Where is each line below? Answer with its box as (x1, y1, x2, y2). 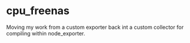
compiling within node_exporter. (6, 29, 86, 37)
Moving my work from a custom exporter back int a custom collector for (6, 24, 184, 31)
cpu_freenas (6, 4, 70, 18)
